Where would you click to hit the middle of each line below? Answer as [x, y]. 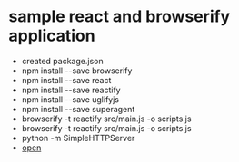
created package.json [62, 61]
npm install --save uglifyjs [70, 99]
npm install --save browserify [77, 71]
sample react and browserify [119, 17]
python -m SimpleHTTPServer [78, 138]
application [52, 36]
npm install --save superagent [78, 109]
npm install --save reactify [71, 90]
